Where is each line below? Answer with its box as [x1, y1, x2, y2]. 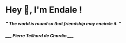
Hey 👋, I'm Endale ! [5, 4, 82, 15]
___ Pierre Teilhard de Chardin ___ [5, 33, 74, 39]
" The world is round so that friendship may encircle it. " [5, 20, 122, 26]
